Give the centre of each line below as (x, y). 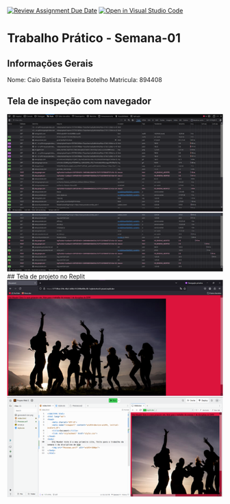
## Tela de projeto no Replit (46, 276)
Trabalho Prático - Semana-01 (94, 38)
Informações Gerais (50, 63)
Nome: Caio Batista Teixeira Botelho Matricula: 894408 (85, 80)
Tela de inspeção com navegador (79, 102)
